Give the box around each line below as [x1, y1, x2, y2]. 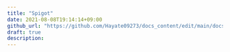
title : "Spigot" [7, 9, 53, 17]
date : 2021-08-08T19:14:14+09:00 [7, 16, 103, 23]
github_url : [7, 22, 41, 29]
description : [7, 35, 44, 42]
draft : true [7, 28, 41, 36]
